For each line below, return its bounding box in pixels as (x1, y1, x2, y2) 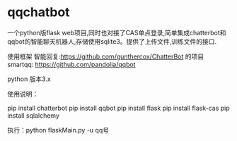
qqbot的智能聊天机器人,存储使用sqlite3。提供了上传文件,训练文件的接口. (7, 37, 217, 46)
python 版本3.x (7, 75, 51, 83)
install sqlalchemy (7, 111, 60, 120)
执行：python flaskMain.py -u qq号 (7, 125, 110, 134)
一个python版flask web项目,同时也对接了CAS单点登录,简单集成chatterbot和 (7, 28, 226, 37)
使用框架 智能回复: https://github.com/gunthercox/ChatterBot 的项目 (7, 52, 204, 61)
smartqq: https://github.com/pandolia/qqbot (7, 60, 136, 68)
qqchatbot (7, 4, 70, 20)
